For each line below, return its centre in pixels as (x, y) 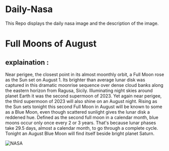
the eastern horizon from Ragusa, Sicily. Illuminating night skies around (79, 90)
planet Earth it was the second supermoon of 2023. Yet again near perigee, (83, 96)
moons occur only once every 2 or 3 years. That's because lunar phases (81, 123)
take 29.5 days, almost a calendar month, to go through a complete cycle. (82, 128)
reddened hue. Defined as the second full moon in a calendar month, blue (82, 117)
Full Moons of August (51, 44)
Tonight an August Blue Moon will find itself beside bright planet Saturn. (80, 133)
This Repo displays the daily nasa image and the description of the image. (82, 23)
